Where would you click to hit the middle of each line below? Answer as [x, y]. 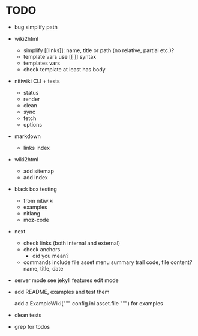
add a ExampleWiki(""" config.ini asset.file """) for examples [88, 303]
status [31, 92]
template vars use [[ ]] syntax [60, 56]
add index [36, 177]
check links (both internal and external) [72, 243]
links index [37, 148]
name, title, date [43, 268]
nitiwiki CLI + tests [37, 81]
